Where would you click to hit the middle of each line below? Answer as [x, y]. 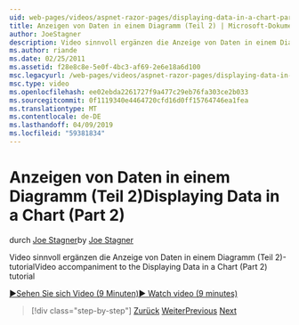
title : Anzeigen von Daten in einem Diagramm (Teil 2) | [117, 26]
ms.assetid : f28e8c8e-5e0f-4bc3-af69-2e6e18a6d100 [105, 68]
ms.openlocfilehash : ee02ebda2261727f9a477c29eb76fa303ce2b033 [129, 92]
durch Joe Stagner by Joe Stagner [71, 240]
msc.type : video [39, 84]
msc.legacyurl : [37, 76]
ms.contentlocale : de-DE [55, 117]
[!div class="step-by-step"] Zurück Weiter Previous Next [134, 310]
